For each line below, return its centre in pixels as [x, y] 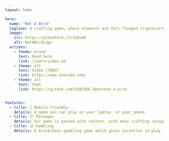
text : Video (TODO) [38, 70]
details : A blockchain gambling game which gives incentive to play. [89, 131]
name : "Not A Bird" [30, 24]
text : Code [30, 85]
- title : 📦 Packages [32, 117]
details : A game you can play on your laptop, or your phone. [80, 112]
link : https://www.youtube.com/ [52, 75]
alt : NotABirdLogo [33, 43]
